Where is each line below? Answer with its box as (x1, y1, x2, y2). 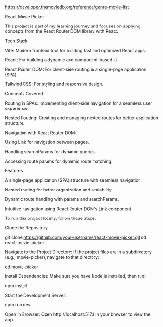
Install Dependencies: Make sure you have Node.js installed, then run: (5, 273, 146, 279)
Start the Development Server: (5, 292, 67, 298)
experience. (5, 106, 29, 111)
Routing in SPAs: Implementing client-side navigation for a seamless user (5, 100, 153, 106)
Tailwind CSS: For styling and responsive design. (5, 81, 104, 87)
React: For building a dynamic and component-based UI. (5, 57, 119, 63)
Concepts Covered (5, 91, 43, 96)
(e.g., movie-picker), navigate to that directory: (5, 254, 99, 260)
